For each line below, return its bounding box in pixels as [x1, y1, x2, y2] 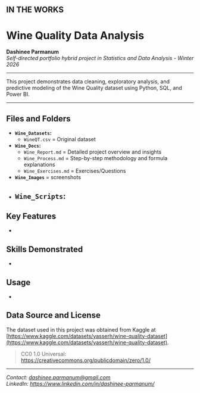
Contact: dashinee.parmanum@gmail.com [6, 373, 111, 380]
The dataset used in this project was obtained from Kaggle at [6, 326, 156, 333]
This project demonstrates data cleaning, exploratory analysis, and [6, 78, 170, 85]
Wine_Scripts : [14, 191, 66, 201]
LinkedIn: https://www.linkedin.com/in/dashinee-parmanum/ [6, 380, 155, 387]
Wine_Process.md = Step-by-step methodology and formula [23, 155, 168, 162]
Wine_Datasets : [14, 129, 52, 136]
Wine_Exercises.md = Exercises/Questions [23, 167, 126, 174]
